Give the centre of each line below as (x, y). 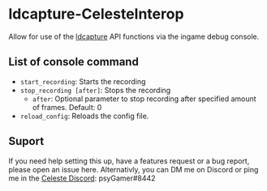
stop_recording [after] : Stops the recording (95, 90)
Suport (26, 141)
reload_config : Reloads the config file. (84, 116)
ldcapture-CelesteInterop (96, 14)
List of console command (74, 62)
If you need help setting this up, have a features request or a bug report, (129, 161)
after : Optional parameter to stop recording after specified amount (144, 99)
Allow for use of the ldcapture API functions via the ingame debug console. (134, 36)
